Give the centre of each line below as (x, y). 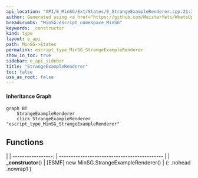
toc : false (19, 72)
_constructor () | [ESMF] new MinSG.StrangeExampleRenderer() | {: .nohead (98, 163)
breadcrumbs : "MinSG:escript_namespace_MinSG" (64, 22)
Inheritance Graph (29, 96)
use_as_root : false (30, 77)
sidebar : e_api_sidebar (35, 61)
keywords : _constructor (35, 28)
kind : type (19, 34)
